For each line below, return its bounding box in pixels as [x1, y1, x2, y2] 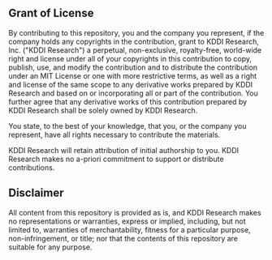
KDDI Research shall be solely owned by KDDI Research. [8, 105, 198, 115]
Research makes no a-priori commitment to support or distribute [8, 154, 225, 164]
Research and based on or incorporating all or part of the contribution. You [8, 88, 258, 98]
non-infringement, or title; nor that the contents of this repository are [8, 233, 238, 243]
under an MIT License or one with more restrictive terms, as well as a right [8, 70, 257, 80]
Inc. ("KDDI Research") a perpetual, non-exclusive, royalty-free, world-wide [8, 45, 262, 55]
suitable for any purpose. [8, 242, 93, 252]
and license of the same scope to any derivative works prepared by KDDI [8, 79, 253, 89]
